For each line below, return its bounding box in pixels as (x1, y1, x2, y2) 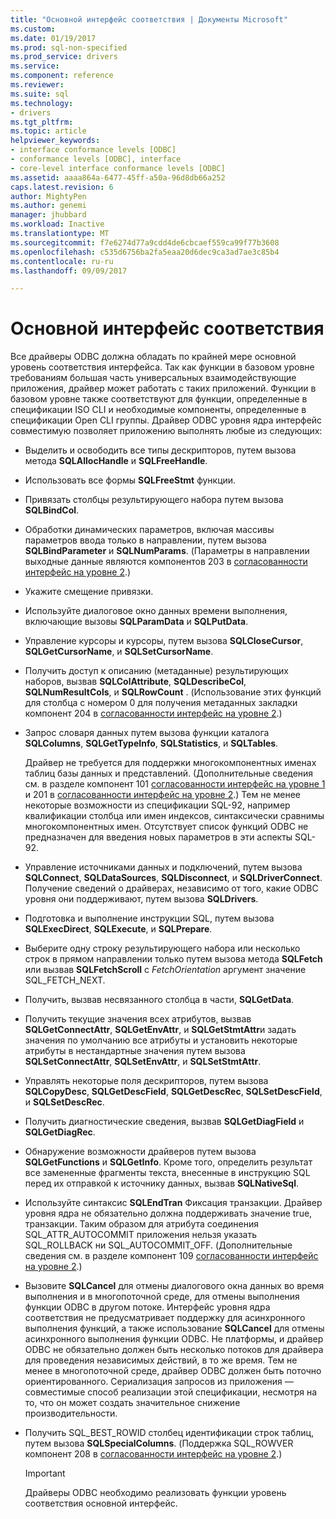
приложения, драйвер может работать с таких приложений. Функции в (10, 382, 317, 395)
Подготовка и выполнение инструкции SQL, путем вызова (24, 912, 275, 925)
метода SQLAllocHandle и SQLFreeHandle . (24, 455, 208, 467)
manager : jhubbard (10, 210, 87, 220)
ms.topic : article (10, 126, 87, 136)
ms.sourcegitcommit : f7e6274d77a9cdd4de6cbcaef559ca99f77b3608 (10, 237, 280, 248)
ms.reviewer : (10, 80, 65, 90)
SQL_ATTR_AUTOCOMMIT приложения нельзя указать (24, 1229, 257, 1241)
